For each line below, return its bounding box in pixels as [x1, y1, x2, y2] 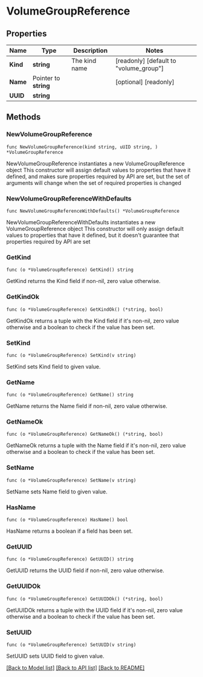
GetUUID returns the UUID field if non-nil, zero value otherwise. [6, 567, 164, 574]
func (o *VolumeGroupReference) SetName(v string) [6, 477, 137, 483]
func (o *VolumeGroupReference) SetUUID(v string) [6, 641, 137, 648]
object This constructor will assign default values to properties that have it [6, 166, 191, 173]
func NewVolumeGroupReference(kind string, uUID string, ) [6, 144, 158, 150]
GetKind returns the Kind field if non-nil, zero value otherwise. [6, 278, 161, 285]
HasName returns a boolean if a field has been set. [6, 527, 133, 535]
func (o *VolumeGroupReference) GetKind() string [6, 267, 134, 273]
